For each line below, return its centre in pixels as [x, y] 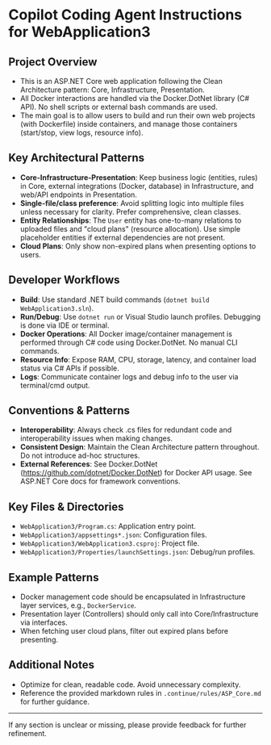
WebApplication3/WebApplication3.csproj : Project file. [110, 543]
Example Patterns [54, 578]
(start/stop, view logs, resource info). [81, 132]
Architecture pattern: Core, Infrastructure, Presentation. [113, 90]
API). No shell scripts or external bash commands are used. [119, 107]
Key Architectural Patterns [77, 158]
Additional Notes [52, 665]
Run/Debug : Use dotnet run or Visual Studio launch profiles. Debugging [140, 316]
